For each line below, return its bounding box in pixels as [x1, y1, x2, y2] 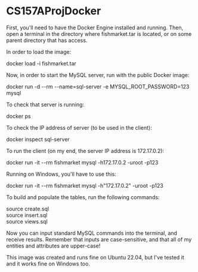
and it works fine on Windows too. [6, 260, 91, 267]
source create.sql [6, 205, 49, 212]
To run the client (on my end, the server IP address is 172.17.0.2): [6, 147, 165, 154]
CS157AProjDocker [6, 4, 101, 18]
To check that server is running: [6, 100, 85, 108]
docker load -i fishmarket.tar [6, 60, 76, 67]
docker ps [6, 112, 31, 120]
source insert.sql [6, 211, 48, 219]
